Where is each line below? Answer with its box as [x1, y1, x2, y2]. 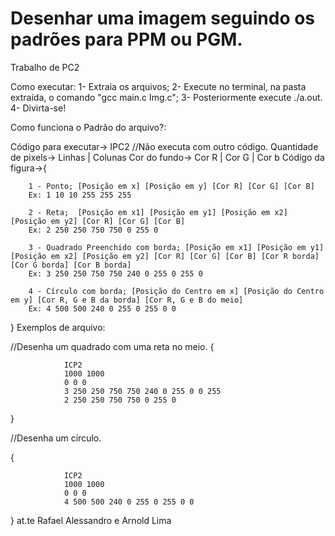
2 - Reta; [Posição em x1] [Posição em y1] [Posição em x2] [28, 207, 288, 217]
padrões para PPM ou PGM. [10, 28, 243, 51]
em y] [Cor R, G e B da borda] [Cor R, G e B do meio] [10, 295, 244, 305]
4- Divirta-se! [10, 102, 67, 114]
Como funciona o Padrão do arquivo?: [10, 121, 167, 133]
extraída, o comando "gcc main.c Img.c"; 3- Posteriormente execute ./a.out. [10, 91, 323, 103]
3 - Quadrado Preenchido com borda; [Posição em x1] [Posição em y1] [28, 242, 325, 252]
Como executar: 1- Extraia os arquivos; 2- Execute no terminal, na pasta [10, 80, 307, 92]
